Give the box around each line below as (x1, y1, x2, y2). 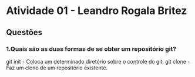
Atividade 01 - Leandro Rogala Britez (6, 4, 187, 17)
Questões (6, 27, 43, 37)
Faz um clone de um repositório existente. (6, 64, 107, 71)
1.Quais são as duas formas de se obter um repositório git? (6, 45, 177, 53)
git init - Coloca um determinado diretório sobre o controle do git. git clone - (6, 58, 190, 65)
